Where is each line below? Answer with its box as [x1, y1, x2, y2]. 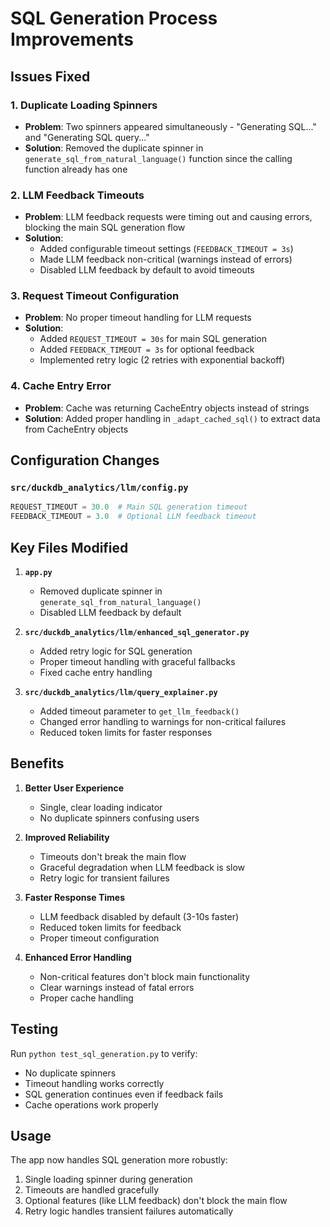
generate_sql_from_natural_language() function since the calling [24, 152, 293, 164]
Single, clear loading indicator [39, 801, 163, 813]
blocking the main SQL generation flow [24, 222, 186, 234]
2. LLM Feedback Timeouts [10, 188, 145, 202]
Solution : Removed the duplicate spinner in [24, 142, 204, 154]
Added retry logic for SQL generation [39, 645, 193, 657]
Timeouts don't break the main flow [39, 850, 187, 862]
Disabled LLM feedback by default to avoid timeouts [39, 264, 255, 276]
